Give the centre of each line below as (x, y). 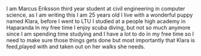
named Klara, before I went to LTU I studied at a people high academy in (96, 21)
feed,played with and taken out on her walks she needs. (76, 46)
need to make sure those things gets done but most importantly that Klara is (101, 40)
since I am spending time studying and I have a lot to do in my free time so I (100, 34)
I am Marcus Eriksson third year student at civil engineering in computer (96, 9)
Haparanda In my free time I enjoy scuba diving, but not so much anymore (98, 27)
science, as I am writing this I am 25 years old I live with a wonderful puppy (100, 15)
